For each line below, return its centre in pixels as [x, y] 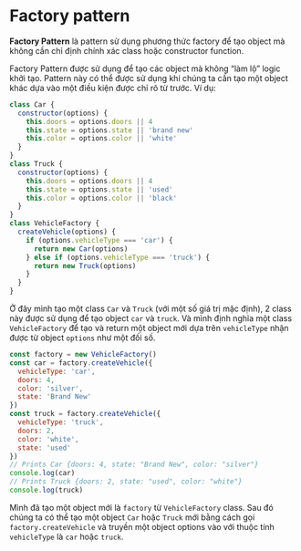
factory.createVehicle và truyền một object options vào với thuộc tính [142, 526]
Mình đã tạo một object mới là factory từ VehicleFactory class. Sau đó [141, 507]
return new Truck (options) [85, 265]
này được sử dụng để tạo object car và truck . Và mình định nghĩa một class [151, 318]
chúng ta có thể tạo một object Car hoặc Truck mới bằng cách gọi [132, 517]
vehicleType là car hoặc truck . [67, 536]
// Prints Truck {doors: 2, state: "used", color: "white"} [126, 482]
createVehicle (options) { [67, 232]
